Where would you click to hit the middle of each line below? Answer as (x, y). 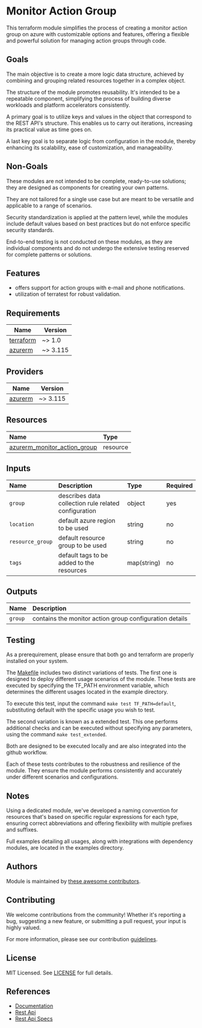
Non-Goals (27, 167)
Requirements (33, 313)
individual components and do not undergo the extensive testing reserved (98, 248)
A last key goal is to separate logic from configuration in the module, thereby (101, 141)
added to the (76, 563)
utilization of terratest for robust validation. (68, 294)
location (22, 524)
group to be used (82, 545)
